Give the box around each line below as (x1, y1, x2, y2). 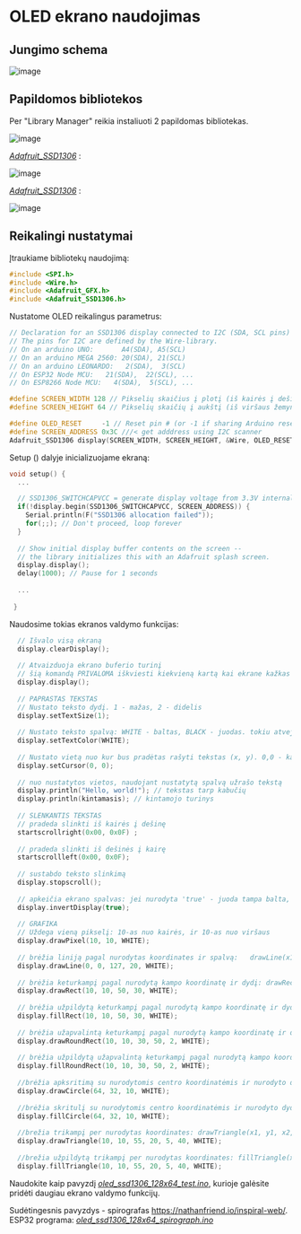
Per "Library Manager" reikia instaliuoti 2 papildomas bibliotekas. (9, 115, 249, 127)
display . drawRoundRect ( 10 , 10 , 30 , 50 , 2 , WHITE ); (17, 1037, 211, 1046)
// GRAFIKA (17, 920, 58, 929)
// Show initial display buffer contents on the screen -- (17, 544, 243, 553)
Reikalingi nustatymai (9, 229, 133, 244)
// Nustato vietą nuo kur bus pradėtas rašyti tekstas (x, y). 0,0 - (17, 752, 282, 762)
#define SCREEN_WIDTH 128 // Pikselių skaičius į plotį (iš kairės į (9, 395, 275, 404)
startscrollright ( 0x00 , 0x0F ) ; (17, 827, 139, 836)
